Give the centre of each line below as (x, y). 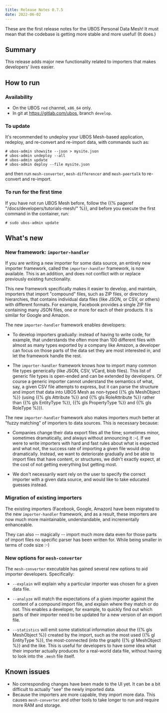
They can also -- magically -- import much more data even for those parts (81, 534)
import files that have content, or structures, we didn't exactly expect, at (86, 459)
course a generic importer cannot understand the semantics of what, (83, 381)
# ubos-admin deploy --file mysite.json (48, 165)
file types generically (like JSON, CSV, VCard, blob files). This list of (82, 371)
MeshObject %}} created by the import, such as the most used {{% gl (83, 635)
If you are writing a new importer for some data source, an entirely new (78, 263)
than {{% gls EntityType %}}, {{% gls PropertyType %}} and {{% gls (82, 403)
